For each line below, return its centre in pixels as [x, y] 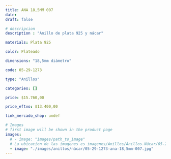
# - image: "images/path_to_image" [48, 139]
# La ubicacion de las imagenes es [48, 144]
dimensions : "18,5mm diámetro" [38, 61]
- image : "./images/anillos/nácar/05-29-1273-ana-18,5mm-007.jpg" [82, 149]
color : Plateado [22, 52]
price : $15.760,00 [25, 98]
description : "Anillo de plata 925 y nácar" [54, 34]
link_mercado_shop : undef [33, 116]
